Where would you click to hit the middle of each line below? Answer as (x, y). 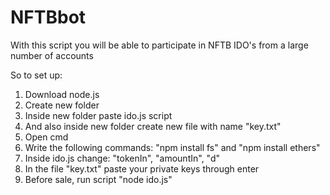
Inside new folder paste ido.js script (98, 115)
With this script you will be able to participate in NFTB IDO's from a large (159, 45)
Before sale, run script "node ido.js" (98, 179)
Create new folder (62, 105)
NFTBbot (48, 17)
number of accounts (52, 55)
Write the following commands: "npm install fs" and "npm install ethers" (172, 147)
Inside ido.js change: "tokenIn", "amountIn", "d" (122, 158)
